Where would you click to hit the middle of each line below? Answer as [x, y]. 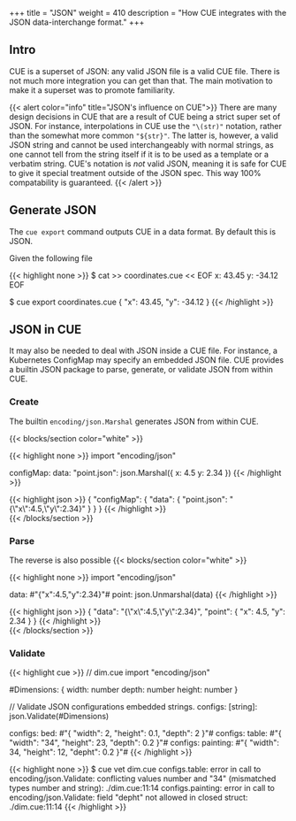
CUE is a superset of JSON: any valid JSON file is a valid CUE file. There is [144, 71]
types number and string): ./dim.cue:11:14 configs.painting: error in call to [142, 788]
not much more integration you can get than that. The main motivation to [141, 81]
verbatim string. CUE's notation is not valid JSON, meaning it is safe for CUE [148, 164]
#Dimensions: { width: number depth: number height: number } [124, 690]
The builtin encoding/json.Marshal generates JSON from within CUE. [134, 421]
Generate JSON [53, 210]
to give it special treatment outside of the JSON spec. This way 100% [135, 173]
